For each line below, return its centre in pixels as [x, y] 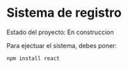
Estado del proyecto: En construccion [60, 32]
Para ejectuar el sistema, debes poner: [62, 45]
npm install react [33, 58]
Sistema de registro [64, 13]
